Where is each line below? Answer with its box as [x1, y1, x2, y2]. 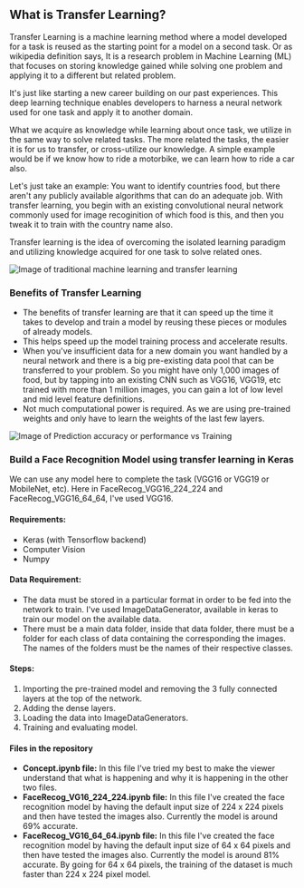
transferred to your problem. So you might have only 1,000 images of [22, 365, 280, 376]
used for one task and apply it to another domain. [9, 106, 194, 117]
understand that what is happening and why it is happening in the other [22, 773, 289, 784]
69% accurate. [22, 821, 79, 832]
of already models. [22, 327, 93, 337]
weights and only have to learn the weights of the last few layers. [22, 413, 265, 424]
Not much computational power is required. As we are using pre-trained [22, 404, 291, 415]
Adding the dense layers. [22, 703, 116, 714]
